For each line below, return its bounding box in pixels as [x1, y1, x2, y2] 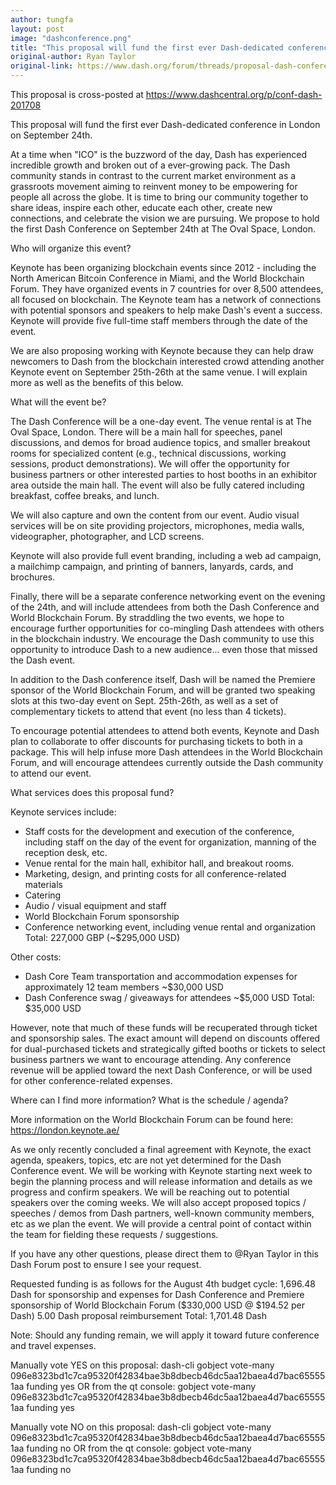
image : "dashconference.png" [10, 33, 132, 43]
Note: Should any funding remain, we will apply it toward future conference [10, 1329, 320, 1341]
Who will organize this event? [10, 242, 132, 254]
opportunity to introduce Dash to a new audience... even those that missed [10, 644, 318, 655]
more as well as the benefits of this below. [10, 377, 184, 388]
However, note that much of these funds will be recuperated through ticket [10, 1022, 318, 1033]
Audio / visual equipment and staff [24, 900, 167, 911]
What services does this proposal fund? [10, 787, 175, 798]
